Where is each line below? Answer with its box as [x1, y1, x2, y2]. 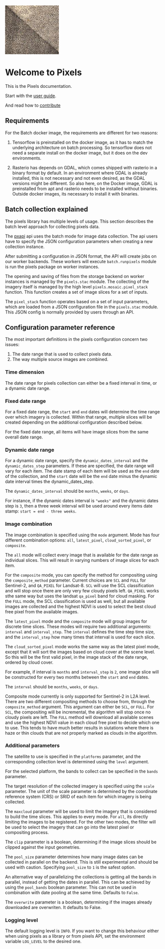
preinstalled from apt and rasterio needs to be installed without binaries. [12, 186, 158, 192]
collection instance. [5, 243, 45, 249]
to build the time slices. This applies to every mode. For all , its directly [5, 813, 148, 820]
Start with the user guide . [5, 92, 56, 99]
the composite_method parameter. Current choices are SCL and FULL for [5, 577, 146, 583]
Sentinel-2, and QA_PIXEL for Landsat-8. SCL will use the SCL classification [5, 582, 154, 588]
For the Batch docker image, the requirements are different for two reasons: [5, 129, 158, 136]
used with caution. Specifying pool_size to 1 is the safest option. [5, 864, 136, 870]
